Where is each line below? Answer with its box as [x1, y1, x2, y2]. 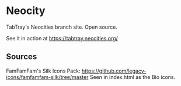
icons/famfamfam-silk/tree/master [6, 73, 89, 80]
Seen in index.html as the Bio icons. [89, 73, 176, 80]
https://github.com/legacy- [81, 67, 147, 74]
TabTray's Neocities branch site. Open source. [6, 23, 118, 30]
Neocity [6, 4, 46, 18]
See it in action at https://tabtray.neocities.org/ [6, 35, 118, 42]
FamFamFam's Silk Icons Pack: [6, 67, 81, 74]
